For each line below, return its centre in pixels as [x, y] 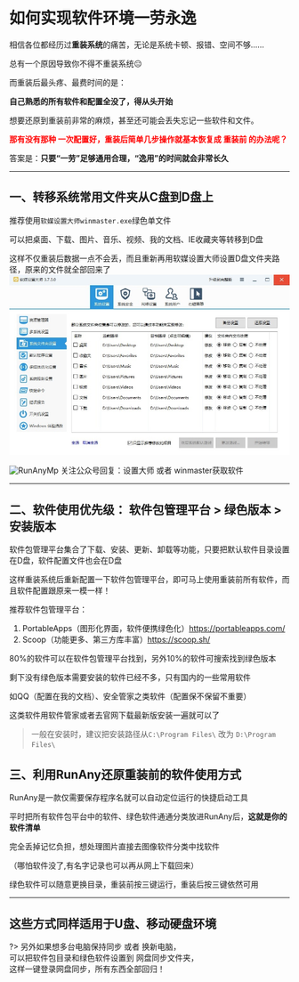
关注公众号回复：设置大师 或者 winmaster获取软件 [152, 471]
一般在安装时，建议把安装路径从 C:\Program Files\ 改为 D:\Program [153, 734]
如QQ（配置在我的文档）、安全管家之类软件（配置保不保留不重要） [130, 696]
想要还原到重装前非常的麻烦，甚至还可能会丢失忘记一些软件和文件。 [134, 120]
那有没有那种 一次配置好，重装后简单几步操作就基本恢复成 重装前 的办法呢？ [148, 139]
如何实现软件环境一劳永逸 [103, 18]
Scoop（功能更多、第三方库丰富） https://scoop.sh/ [116, 640]
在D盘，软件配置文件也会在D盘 [66, 561]
